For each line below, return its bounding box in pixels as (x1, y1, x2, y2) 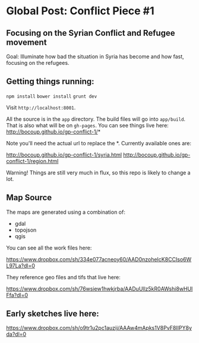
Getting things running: (6, 76, 94, 87)
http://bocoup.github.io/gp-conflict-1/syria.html (6, 151, 122, 158)
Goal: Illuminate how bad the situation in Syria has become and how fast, (6, 53, 184, 60)
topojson (14, 226, 37, 233)
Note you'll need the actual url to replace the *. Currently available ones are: (6, 139, 192, 146)
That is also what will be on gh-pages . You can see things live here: (6, 121, 169, 129)
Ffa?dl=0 (6, 291, 29, 298)
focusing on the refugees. (6, 60, 70, 66)
